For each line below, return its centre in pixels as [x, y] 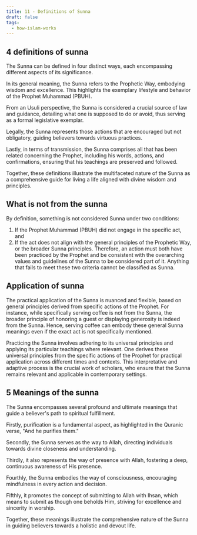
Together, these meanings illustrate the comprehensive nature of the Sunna [98, 519]
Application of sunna [45, 286]
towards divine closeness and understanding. [61, 448]
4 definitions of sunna [47, 52]
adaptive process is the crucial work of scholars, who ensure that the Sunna [98, 368]
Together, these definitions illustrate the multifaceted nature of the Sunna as [98, 173]
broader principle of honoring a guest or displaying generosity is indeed [93, 319]
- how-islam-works [34, 28]
